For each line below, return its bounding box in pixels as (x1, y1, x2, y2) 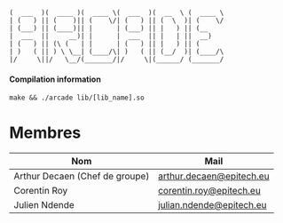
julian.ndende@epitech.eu (158, 199, 267, 211)
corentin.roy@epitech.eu (158, 185, 262, 197)
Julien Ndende (13, 199, 75, 211)
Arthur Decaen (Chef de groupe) (13, 170, 150, 182)
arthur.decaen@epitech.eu (158, 170, 270, 182)
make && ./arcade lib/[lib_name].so (9, 93, 145, 102)
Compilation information (9, 74, 102, 84)
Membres (9, 123, 82, 143)
